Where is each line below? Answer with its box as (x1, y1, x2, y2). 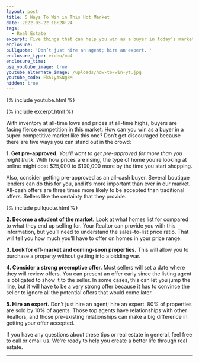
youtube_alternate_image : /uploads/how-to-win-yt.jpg (6, 69, 142, 75)
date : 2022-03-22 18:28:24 (6, 20, 73, 25)
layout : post (6, 8, 38, 15)
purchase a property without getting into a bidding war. (6, 252, 141, 260)
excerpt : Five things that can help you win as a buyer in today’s (6, 36, 176, 42)
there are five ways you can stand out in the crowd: (6, 139, 131, 145)
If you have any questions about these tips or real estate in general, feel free (6, 331, 192, 338)
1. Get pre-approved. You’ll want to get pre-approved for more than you (6, 150, 182, 157)
